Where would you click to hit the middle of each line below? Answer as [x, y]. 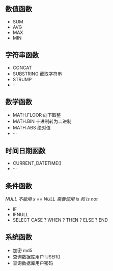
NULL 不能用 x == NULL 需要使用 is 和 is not [52, 199]
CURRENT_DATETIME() [37, 163]
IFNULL [21, 215]
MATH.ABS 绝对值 [32, 128]
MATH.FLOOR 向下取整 [37, 115]
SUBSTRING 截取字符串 [37, 74]
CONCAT [22, 67]
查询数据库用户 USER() [36, 257]
